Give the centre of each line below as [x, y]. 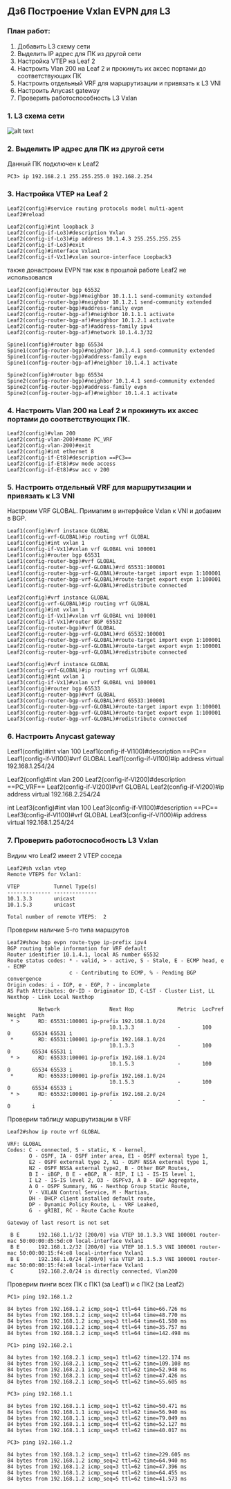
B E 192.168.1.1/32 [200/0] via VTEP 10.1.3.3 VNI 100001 [103, 1235]
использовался [30, 277]
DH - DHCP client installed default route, [92, 1199]
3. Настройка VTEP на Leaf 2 [58, 194]
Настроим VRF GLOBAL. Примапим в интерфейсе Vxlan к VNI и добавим [114, 511]
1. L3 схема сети [36, 116]
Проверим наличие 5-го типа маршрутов [68, 930]
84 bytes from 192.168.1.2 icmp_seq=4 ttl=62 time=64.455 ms [97, 1472]
